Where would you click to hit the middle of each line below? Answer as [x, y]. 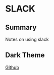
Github [12, 67]
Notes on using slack [27, 39]
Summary [21, 27]
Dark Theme [25, 55]
